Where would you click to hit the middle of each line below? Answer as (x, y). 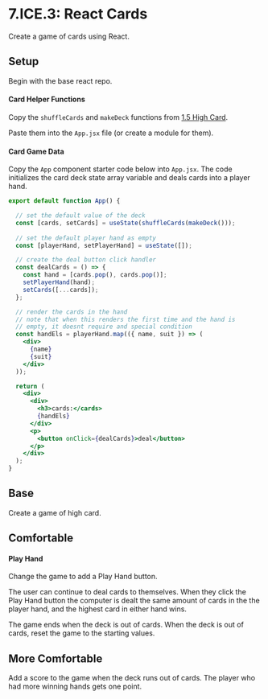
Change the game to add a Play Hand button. (83, 577)
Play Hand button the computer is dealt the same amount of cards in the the (134, 601)
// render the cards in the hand (72, 312)
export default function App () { (64, 201)
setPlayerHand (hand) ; (59, 282)
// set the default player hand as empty (86, 238)
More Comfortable (56, 658)
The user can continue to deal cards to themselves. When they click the (128, 592)
